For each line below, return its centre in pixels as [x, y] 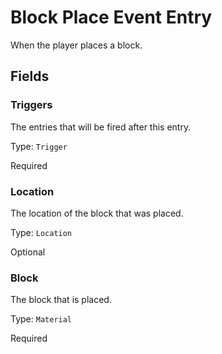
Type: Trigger [39, 146]
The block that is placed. [61, 300]
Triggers [31, 105]
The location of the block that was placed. [97, 213]
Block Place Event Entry [111, 17]
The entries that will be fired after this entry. [101, 127]
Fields [30, 76]
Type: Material [41, 319]
